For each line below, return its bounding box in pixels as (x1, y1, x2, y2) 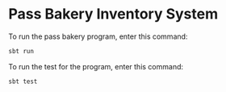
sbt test (8, 77, 38, 86)
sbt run (8, 47, 35, 55)
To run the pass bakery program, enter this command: (8, 31, 188, 41)
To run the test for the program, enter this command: (8, 61, 184, 71)
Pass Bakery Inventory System (8, 5, 219, 23)
